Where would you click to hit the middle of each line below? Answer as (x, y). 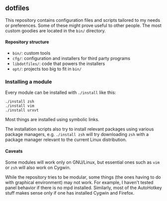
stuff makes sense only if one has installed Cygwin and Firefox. (70, 193)
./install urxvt (22, 110)
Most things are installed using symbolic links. (52, 120)
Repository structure (27, 42)
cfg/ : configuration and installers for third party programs (71, 59)
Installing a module (29, 81)
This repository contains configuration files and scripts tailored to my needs (83, 20)
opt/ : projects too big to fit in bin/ (47, 69)
